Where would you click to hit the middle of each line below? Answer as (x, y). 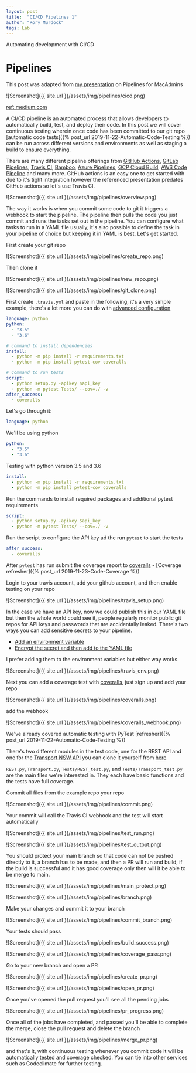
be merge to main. (28, 874)
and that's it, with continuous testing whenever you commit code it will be (95, 1051)
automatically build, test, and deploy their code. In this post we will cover (94, 125)
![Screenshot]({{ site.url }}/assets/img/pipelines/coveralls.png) (81, 700)
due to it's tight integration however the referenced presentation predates (94, 180)
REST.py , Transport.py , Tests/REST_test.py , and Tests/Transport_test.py (94, 769)
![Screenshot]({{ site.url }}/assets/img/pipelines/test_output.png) (84, 844)
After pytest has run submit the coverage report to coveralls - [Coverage (94, 565)
